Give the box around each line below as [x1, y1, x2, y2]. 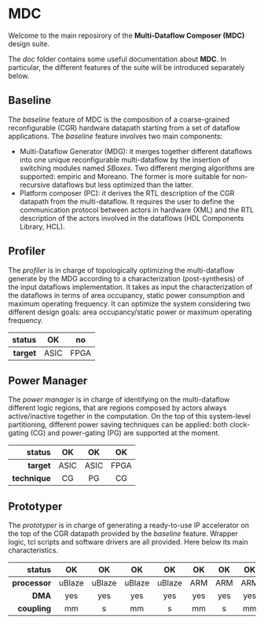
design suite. [8, 39, 50, 48]
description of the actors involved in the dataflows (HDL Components [19, 213, 244, 222]
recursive [19, 180, 51, 189]
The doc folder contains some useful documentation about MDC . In [8, 54, 226, 64]
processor [12, 578, 52, 589]
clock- [229, 420, 251, 429]
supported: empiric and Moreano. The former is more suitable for [19, 171, 231, 181]
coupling [17, 603, 52, 614]
